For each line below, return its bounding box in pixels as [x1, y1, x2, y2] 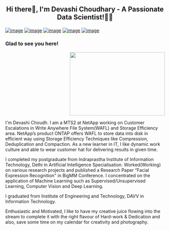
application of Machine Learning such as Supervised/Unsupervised [5, 178, 146, 184]
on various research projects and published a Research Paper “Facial [5, 167, 149, 173]
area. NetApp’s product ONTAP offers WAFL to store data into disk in [5, 130, 148, 136]
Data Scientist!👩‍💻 [57, 13, 113, 22]
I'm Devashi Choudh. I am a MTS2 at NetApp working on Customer [5, 120, 145, 126]
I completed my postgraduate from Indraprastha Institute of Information [5, 156, 154, 162]
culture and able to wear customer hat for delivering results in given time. [5, 146, 158, 152]
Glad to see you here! [5, 40, 59, 47]
